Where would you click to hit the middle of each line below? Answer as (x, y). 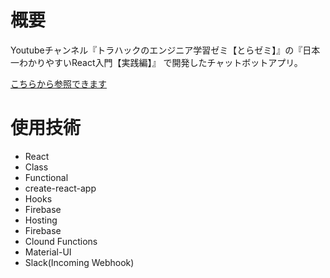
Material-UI (48, 252)
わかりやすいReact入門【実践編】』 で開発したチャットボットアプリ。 (160, 62)
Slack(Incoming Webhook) (79, 262)
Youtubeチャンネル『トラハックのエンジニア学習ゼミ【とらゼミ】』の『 (156, 50)
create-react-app (60, 188)
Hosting (41, 220)
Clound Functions (61, 241)
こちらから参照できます (58, 83)
